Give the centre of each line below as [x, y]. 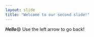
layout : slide [20, 10]
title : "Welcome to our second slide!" [48, 15]
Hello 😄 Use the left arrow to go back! [45, 29]
